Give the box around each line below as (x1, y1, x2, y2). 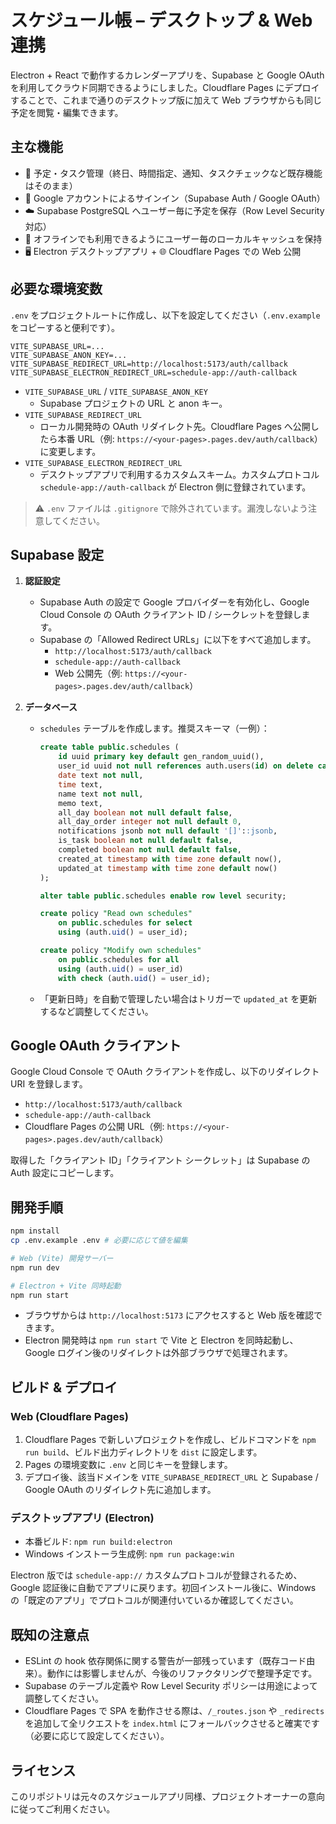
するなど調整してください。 (39, 1005, 154, 1017)
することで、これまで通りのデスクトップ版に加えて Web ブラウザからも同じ (10, 94, 323, 106)
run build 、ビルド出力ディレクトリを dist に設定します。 (24, 1446, 263, 1458)
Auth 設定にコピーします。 (10, 1167, 120, 1179)
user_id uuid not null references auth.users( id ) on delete (58, 761, 314, 771)
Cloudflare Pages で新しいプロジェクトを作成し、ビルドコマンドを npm (24, 1434, 317, 1446)
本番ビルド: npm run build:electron (24, 1536, 173, 1548)
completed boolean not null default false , (58, 845, 242, 855)
